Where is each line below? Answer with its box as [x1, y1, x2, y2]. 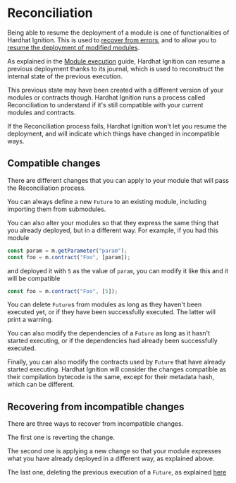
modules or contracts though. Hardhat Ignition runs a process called [7, 93, 206, 102]
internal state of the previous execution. [7, 72, 123, 80]
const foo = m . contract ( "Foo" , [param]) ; [7, 254, 131, 261]
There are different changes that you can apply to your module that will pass [7, 176, 229, 184]
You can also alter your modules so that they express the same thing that [7, 218, 219, 227]
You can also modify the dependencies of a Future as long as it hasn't [7, 329, 211, 338]
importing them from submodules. [7, 205, 106, 213]
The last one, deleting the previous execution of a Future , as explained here [7, 468, 227, 477]
